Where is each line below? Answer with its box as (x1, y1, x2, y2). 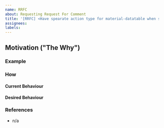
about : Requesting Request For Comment (5, 12, 86, 17)
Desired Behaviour (5, 94, 44, 100)
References (5, 107, 33, 113)
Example (5, 58, 26, 65)
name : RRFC (5, 7, 27, 12)
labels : (5, 25, 21, 30)
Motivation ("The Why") (5, 43, 81, 52)
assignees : (5, 21, 27, 26)
